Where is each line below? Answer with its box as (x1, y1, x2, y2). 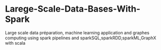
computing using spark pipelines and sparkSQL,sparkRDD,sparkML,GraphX (5, 35, 157, 41)
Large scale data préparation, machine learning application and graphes (5, 30, 150, 35)
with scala (5, 40, 26, 46)
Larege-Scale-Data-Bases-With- (5, 3, 141, 15)
